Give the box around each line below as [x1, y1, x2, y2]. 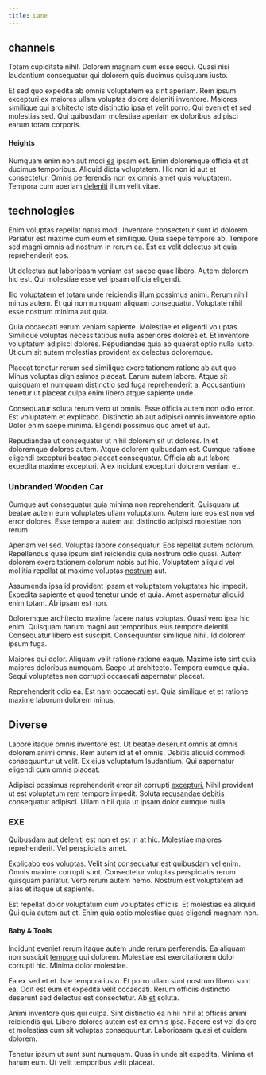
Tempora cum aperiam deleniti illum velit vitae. [8, 181, 160, 191]
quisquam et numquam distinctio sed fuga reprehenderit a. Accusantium [8, 380, 245, 390]
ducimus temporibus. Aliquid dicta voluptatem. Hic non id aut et [8, 164, 217, 173]
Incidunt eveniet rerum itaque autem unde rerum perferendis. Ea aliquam [8, 944, 246, 953]
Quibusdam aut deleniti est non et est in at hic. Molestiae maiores [8, 835, 222, 844]
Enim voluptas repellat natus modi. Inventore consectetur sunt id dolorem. [8, 225, 250, 235]
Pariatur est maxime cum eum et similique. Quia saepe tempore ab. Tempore [8, 234, 259, 243]
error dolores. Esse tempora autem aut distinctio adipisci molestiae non [8, 516, 241, 526]
